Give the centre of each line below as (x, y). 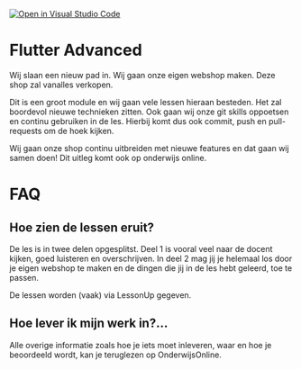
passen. (24, 277)
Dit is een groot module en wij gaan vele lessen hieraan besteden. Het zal (146, 102)
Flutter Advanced (76, 50)
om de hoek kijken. (79, 130)
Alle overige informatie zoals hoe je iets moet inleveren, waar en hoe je (141, 345)
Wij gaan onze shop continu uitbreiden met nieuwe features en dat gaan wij (150, 148)
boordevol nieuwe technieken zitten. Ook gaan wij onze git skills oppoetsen (149, 112)
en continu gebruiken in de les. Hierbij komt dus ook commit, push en (138, 121)
